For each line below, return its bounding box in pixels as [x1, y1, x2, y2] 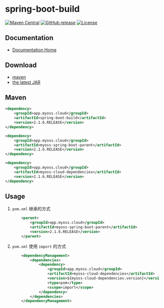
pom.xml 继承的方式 [12, 206, 50, 212]
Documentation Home [12, 47, 57, 52]
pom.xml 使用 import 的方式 [12, 243, 66, 249]
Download [5, 61, 37, 70]
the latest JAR [12, 79, 41, 85]
